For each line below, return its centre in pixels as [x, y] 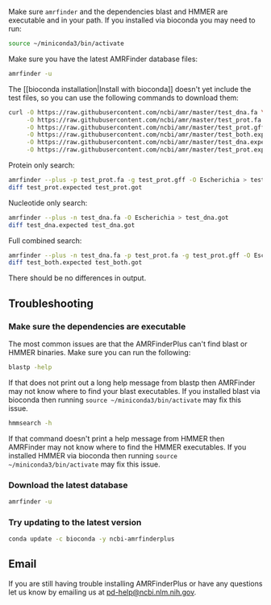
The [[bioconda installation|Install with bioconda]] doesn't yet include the [130, 89]
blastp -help [30, 367]
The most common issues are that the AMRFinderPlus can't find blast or [128, 344]
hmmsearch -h [30, 423]
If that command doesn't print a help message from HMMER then [117, 438]
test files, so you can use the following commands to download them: [124, 97]
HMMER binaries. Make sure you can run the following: [100, 352]
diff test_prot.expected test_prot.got [75, 187]
